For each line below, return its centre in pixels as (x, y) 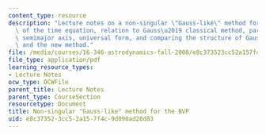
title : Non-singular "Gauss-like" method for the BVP (99, 112)
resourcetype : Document (47, 104)
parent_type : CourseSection (55, 97)
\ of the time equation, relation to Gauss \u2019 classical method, (131, 30)
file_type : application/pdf (55, 60)
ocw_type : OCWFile (38, 82)
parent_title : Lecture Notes (56, 89)
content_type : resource (47, 15)
